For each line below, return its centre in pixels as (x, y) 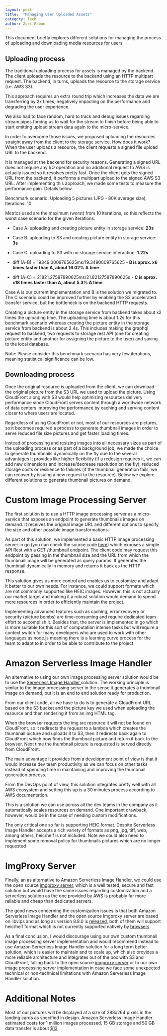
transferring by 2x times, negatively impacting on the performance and (78, 102)
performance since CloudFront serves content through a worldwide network (83, 402)
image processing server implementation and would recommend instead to (82, 941)
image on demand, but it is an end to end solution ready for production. (78, 693)
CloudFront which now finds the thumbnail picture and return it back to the (82, 738)
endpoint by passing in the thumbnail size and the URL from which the (77, 555)
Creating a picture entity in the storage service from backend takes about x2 (83, 312)
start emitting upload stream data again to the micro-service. (68, 127)
